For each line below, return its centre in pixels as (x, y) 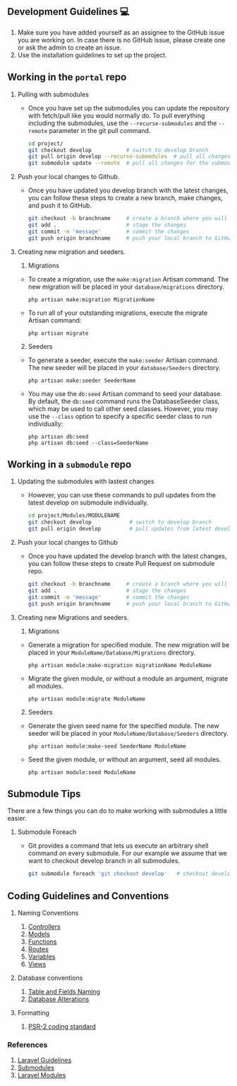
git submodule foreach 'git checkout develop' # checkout (118, 874)
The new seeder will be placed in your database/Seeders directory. (124, 367)
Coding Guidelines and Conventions (88, 896)
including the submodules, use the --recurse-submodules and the (122, 123)
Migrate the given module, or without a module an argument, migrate (128, 678)
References (28, 1044)
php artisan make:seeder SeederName (82, 381)
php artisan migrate (58, 333)
